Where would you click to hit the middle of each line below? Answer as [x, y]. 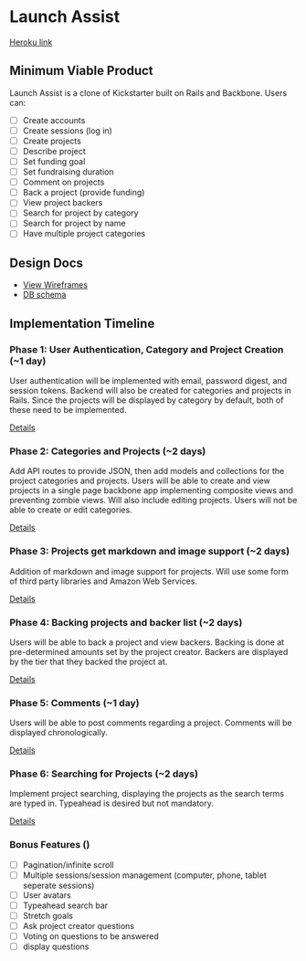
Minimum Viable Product [81, 71]
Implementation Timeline [82, 323]
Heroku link [31, 42]
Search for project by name [74, 223]
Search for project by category [80, 213]
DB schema [44, 295]
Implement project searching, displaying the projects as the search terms [147, 794]
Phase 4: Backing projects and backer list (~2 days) [126, 622]
